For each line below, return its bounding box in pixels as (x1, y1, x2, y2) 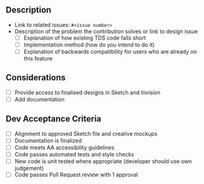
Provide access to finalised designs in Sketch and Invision (14, 89, 161, 96)
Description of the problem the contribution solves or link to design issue (14, 28, 198, 35)
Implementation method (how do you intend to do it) (23, 41, 155, 48)
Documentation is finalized (14, 137, 82, 144)
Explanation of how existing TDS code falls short (23, 34, 146, 42)
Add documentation (14, 95, 65, 103)
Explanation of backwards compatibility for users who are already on (23, 48, 197, 55)
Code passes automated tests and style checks (14, 150, 134, 158)
